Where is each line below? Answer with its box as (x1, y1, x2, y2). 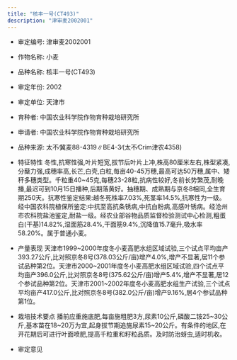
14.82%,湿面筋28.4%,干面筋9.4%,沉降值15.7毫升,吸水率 (41, 220, 203, 228)
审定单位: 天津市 (17, 97, 65, 106)
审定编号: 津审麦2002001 (17, 37, 91, 46)
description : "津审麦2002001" (7, 17, 93, 24)
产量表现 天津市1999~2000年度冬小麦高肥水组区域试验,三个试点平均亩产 (17, 244, 229, 252)
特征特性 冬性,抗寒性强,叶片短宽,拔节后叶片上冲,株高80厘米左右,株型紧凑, (17, 157, 231, 167)
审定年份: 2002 (17, 82, 62, 91)
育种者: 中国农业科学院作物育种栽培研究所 (17, 113, 139, 121)
